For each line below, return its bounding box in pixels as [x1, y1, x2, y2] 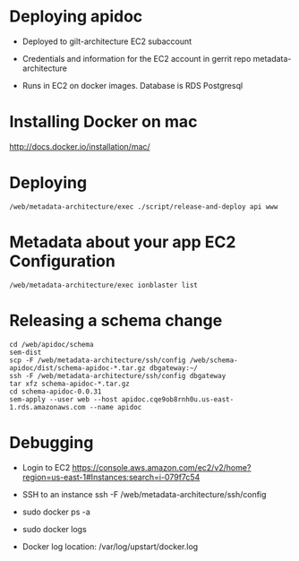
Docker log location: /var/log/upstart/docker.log [21, 540, 199, 552]
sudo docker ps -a [21, 506, 91, 517]
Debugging [9, 432, 94, 453]
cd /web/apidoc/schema [9, 340, 94, 349]
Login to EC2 [21, 462, 71, 472]
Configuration [9, 251, 116, 271]
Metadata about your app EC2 [9, 232, 236, 252]
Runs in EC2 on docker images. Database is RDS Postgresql [21, 80, 243, 91]
